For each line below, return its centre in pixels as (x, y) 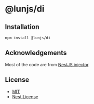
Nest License (25, 97)
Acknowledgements (36, 53)
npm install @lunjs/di (28, 38)
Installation (22, 27)
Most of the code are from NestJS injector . (47, 64)
